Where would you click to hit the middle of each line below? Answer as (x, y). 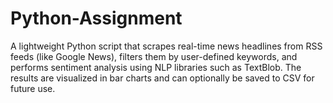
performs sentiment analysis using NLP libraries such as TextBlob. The (156, 67)
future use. (33, 88)
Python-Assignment (96, 18)
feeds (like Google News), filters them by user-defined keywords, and (154, 56)
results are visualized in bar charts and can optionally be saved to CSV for (162, 78)
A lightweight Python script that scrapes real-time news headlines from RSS (166, 46)
